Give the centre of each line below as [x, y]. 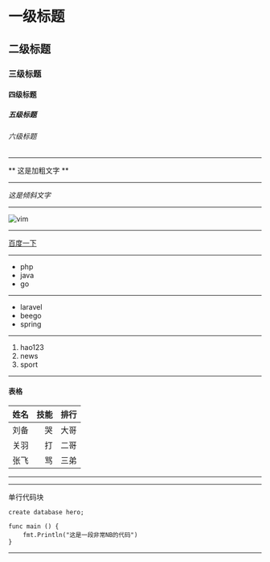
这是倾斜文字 [29, 195]
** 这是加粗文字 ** [39, 170]
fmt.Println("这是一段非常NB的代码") [80, 535]
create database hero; [46, 512]
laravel [31, 306]
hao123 [32, 347]
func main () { [34, 526]
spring [31, 324]
